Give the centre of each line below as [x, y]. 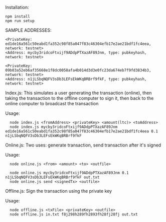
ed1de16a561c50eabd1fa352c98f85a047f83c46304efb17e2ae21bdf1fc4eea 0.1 [81, 131]
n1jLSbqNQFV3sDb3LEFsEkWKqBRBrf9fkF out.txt [52, 177]
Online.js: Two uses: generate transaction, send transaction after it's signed [83, 145]
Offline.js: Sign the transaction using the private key [58, 191]
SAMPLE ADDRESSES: [28, 30]
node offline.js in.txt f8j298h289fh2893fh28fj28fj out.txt [74, 214]
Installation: [17, 7]
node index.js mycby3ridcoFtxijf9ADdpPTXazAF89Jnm [64, 127]
